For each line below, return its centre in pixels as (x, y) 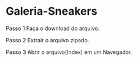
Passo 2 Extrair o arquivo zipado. (48, 40)
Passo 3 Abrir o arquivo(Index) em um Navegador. (69, 52)
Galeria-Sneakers (52, 11)
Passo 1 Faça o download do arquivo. (53, 28)
